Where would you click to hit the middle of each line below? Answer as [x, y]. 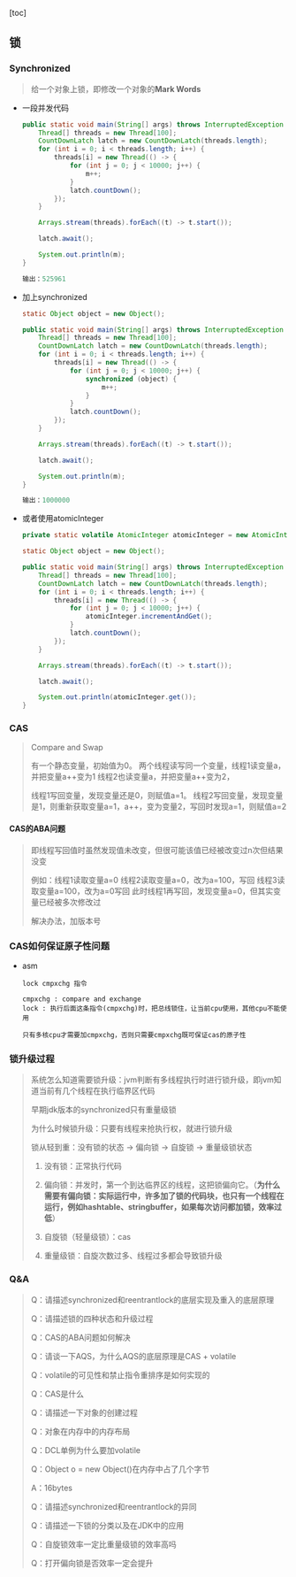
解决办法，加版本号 [66, 920]
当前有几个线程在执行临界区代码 [97, 1091]
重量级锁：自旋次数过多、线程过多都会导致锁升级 [133, 1256]
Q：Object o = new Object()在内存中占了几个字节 [120, 1469]
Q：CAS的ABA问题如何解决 [80, 1337]
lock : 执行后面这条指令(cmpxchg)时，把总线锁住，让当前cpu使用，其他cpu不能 [151, 1008]
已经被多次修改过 [70, 902]
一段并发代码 [45, 108]
